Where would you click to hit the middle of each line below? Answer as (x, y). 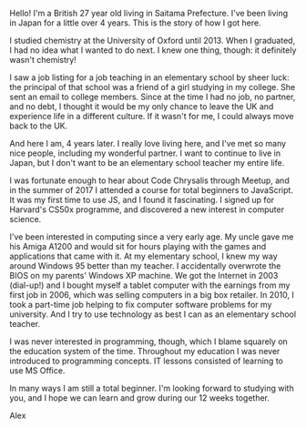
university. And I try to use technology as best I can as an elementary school (153, 314)
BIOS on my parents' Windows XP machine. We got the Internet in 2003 (144, 275)
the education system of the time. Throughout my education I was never (145, 351)
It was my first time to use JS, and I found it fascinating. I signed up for (142, 200)
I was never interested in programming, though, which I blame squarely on (149, 341)
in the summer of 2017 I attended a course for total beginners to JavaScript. (152, 190)
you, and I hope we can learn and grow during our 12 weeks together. (140, 398)
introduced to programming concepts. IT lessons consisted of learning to (147, 361)
